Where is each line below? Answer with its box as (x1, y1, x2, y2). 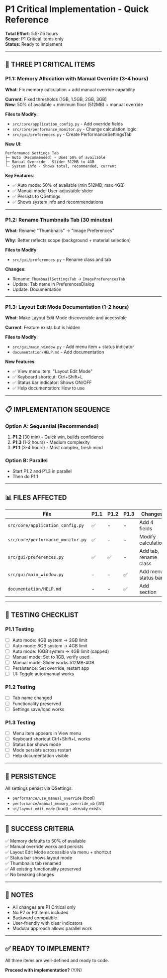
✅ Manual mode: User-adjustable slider (12, 188, 93, 194)
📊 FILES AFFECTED (5, 493, 67, 501)
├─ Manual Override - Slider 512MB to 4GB (5, 159, 94, 164)
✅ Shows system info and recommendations (12, 199, 103, 205)
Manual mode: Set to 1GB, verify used (12, 654, 90, 660)
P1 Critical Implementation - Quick (5, 3, 149, 15)
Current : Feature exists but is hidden (5, 325, 81, 331)
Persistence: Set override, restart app (12, 665, 89, 671)
